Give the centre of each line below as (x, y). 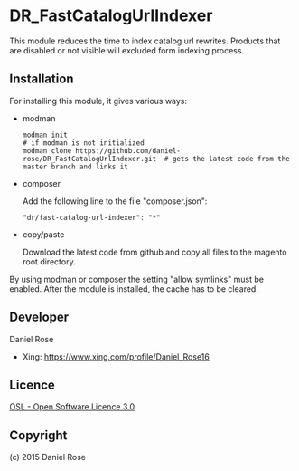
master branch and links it (75, 167)
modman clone (47, 150)
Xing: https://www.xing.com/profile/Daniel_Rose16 (116, 356)
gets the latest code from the (231, 159)
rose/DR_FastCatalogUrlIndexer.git (89, 159)
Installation (42, 79)
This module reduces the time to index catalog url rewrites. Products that (145, 41)
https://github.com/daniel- (128, 150)
